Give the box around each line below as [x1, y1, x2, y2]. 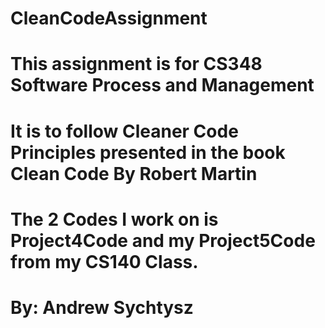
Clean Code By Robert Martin [10, 162, 258, 185]
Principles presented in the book [10, 141, 286, 164]
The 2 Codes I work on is [10, 208, 219, 231]
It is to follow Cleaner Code [10, 120, 239, 142]
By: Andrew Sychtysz [10, 296, 194, 319]
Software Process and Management [10, 74, 315, 97]
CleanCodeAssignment [10, 7, 208, 30]
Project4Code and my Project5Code [10, 229, 316, 252]
